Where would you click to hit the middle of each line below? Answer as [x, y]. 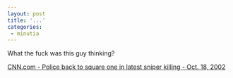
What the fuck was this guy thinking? [61, 53]
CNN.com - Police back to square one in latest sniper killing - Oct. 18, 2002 [116, 67]
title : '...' [26, 20]
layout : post [26, 14]
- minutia [25, 33]
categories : [25, 27]
